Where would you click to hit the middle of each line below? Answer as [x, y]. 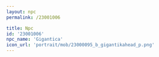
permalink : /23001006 [33, 17]
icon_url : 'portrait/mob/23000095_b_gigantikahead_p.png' [80, 45]
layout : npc [21, 12]
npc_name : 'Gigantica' [35, 40]
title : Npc [20, 28]
